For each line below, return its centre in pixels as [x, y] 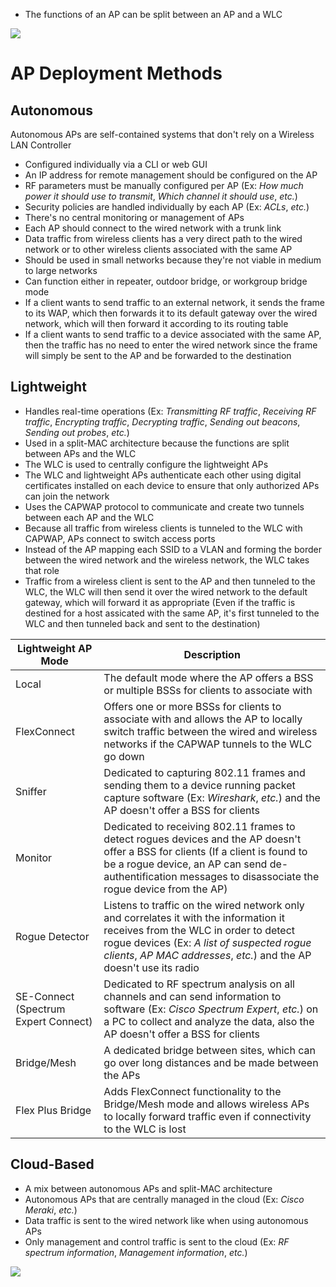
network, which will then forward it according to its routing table [156, 323]
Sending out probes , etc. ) [77, 432]
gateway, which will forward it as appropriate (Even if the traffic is [160, 602]
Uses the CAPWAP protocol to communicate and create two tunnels [164, 506]
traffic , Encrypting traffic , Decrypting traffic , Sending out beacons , [162, 421]
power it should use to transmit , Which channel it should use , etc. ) [161, 196]
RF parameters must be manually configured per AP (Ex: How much [164, 185]
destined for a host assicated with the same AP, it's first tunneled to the [172, 613]
